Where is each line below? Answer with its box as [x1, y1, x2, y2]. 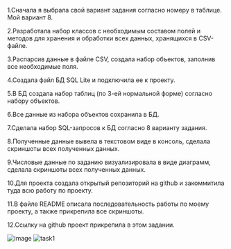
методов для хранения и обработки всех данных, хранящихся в [7, 34, 198, 42]
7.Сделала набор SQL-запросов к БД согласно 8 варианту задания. [7, 124, 207, 131]
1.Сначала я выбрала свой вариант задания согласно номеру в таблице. [7, 6, 222, 14]
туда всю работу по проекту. [7, 186, 94, 194]
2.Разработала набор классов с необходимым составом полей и [7, 27, 201, 35]
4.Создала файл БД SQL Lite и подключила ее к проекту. [7, 76, 176, 84]
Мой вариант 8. [7, 13, 53, 22]
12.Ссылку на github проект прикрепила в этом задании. [7, 220, 175, 229]
